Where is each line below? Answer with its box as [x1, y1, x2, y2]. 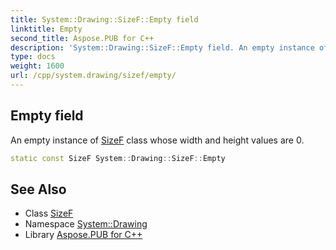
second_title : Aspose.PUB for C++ [10, 33, 155, 43]
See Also [10, 181, 67, 198]
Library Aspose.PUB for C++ [24, 229, 143, 241]
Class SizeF [24, 207, 74, 220]
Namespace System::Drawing [24, 218, 148, 230]
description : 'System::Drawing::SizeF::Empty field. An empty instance [10, 42, 315, 53]
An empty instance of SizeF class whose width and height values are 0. [10, 134, 305, 146]
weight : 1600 [10, 61, 65, 71]
